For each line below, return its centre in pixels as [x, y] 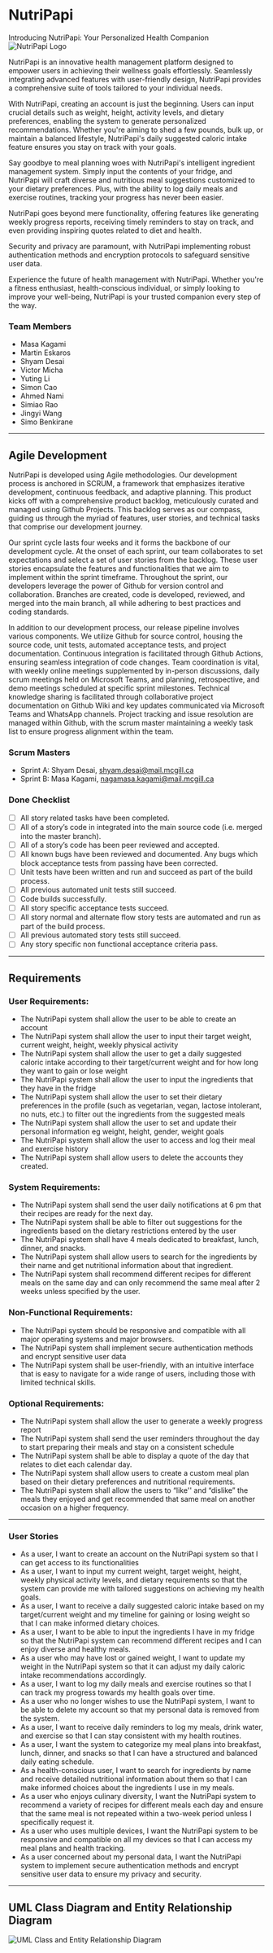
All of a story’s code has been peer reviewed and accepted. [120, 845]
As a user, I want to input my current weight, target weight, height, [131, 1571]
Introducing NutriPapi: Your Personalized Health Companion [109, 37]
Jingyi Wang [41, 414]
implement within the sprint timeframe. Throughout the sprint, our [118, 577]
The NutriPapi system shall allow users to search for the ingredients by [139, 1257]
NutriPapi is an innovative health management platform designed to [121, 62]
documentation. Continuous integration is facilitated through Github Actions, [136, 654]
